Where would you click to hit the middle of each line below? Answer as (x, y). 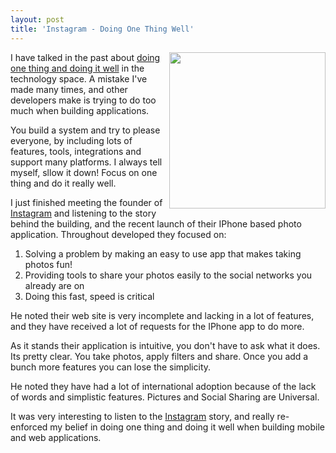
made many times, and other (69, 89)
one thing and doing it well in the (77, 68)
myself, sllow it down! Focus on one (84, 172)
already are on (54, 285)
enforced (29, 427)
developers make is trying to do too (83, 100)
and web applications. (56, 437)
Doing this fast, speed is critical (89, 296)
